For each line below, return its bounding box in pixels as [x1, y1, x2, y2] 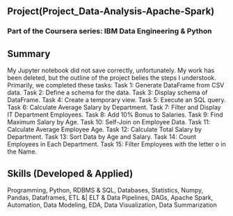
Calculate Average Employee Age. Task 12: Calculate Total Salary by [7, 125, 202, 134]
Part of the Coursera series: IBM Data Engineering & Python [7, 26, 212, 36]
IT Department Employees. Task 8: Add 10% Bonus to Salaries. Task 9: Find [7, 110, 224, 119]
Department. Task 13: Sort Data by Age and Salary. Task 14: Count [7, 133, 197, 141]
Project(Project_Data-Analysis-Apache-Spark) [7, 6, 215, 17]
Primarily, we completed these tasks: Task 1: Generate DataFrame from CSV [7, 81, 225, 90]
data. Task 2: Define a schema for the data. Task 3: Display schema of [7, 88, 208, 97]
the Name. [7, 147, 37, 156]
